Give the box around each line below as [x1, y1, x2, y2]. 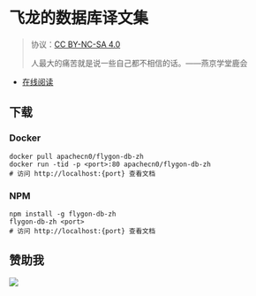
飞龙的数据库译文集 [9, 8, 149, 28]
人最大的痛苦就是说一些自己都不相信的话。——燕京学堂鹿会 [30, 57, 248, 68]
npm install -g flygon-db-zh [9, 209, 117, 218]
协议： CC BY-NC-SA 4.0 [30, 39, 121, 49]
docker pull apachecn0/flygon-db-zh [9, 152, 144, 161]
